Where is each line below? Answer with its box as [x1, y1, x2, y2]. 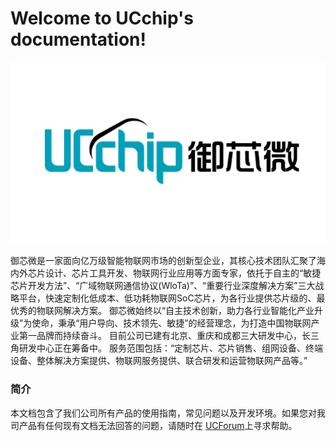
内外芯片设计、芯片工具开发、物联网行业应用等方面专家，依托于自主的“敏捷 [10, 267, 322, 279]
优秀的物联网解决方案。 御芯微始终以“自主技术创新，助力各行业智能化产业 [10, 305, 315, 317]
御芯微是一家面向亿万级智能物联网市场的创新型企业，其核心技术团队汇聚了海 [10, 255, 326, 267]
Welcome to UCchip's [10, 7, 194, 30]
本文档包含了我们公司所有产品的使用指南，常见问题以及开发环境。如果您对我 [10, 407, 326, 419]
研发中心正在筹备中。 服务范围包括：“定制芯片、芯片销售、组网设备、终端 [18, 342, 324, 354]
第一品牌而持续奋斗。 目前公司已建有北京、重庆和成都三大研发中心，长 [18, 330, 311, 342]
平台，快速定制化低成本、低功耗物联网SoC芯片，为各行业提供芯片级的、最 [18, 292, 326, 304]
